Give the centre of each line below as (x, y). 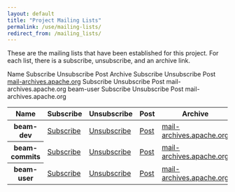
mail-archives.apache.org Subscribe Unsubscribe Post (86, 82)
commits (26, 157)
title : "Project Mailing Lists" (54, 20)
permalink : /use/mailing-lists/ (54, 27)
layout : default (31, 14)
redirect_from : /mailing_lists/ (54, 33)
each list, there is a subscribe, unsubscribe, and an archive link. (99, 61)
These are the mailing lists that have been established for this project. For (113, 53)
